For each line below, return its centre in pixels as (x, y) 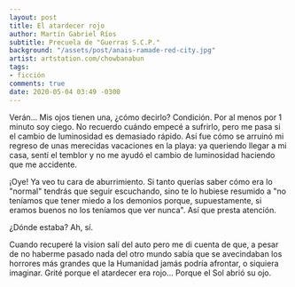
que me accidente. (43, 164)
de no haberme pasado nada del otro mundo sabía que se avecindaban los (146, 253)
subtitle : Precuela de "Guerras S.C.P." (85, 42)
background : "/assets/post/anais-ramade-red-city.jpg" (113, 51)
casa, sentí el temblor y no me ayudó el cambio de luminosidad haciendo (142, 155)
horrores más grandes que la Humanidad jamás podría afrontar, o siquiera (144, 263)
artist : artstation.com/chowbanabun (77, 59)
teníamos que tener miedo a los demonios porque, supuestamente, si (136, 200)
